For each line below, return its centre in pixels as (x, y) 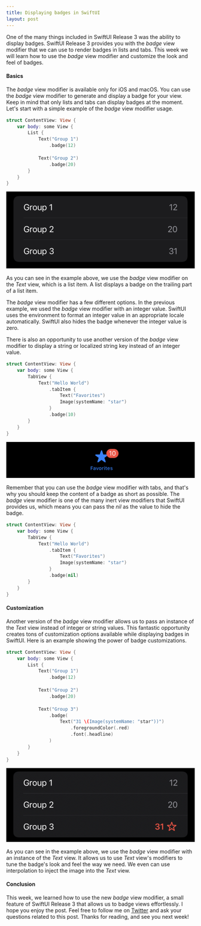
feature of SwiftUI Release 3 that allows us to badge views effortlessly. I (95, 904)
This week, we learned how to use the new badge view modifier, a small (95, 898)
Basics (15, 76)
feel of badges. (25, 62)
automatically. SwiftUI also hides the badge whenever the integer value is (97, 321)
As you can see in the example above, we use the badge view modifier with (99, 851)
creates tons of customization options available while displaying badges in (98, 634)
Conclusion (21, 884)
